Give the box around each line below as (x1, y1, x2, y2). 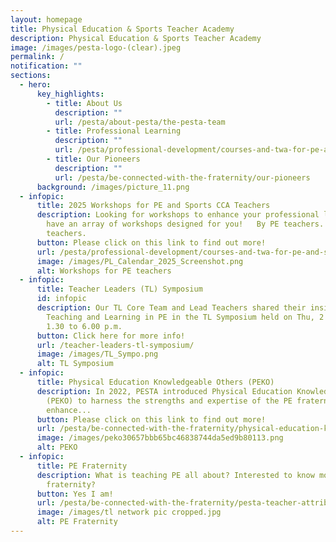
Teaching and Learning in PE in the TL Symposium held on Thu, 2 (46, 312, 325, 322)
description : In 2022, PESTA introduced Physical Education (36, 386, 293, 396)
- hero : (19, 80, 52, 90)
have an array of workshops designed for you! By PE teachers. (46, 219, 325, 230)
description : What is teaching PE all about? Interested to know (36, 470, 315, 480)
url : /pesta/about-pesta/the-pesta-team (54, 117, 226, 127)
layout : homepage (10, 14, 83, 25)
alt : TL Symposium (36, 359, 114, 369)
